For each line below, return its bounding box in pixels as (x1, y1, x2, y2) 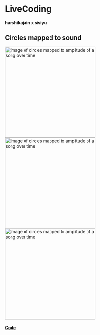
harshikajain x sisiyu (5, 19, 47, 25)
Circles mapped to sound (5, 34, 82, 42)
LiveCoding (5, 3, 52, 15)
